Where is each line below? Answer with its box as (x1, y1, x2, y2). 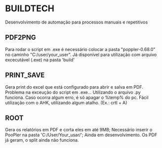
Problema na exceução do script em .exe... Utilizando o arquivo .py (5, 89, 141, 95)
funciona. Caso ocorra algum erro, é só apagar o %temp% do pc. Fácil (5, 94, 149, 100)
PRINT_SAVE (5, 71, 45, 79)
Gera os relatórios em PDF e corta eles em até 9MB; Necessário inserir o (5, 127, 153, 133)
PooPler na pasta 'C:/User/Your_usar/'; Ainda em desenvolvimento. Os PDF (5, 132, 158, 138)
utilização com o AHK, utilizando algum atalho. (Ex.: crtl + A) (5, 99, 128, 105)
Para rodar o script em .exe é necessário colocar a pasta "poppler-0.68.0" (5, 46, 156, 52)
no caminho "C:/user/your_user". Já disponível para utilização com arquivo (5, 51, 157, 57)
